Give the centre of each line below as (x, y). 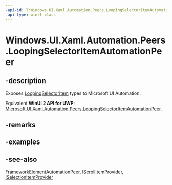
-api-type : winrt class (31, 15)
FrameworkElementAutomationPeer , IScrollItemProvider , (64, 172)
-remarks (20, 124)
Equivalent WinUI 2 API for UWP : (40, 103)
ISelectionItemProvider (29, 177)
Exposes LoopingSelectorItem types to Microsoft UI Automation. (73, 93)
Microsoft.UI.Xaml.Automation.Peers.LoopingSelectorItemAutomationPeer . (84, 109)
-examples (23, 142)
